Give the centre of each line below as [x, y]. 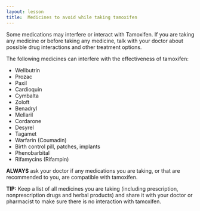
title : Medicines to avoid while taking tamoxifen [72, 17]
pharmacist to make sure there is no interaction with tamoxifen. [84, 201]
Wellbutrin [27, 70]
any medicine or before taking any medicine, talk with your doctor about [95, 41]
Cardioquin [28, 89]
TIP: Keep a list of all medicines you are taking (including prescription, [92, 188]
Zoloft [22, 102]
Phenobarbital [32, 152]
